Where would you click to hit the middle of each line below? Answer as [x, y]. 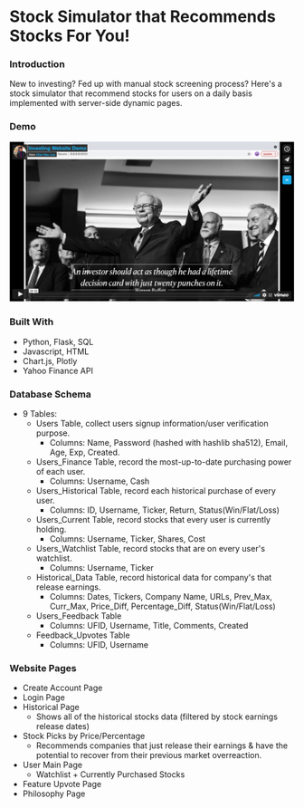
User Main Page [52, 765]
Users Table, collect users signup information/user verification [152, 423]
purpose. [53, 433]
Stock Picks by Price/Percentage [84, 736]
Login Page [43, 697]
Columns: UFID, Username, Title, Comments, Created [149, 625]
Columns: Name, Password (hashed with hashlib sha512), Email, [168, 442]
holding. [51, 529]
